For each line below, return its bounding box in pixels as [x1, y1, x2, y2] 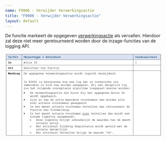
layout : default [5, 18, 39, 23]
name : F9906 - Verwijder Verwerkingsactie [5, 8, 94, 13]
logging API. [5, 43, 30, 49]
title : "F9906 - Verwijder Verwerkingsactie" [5, 13, 101, 18]
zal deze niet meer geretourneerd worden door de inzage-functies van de [5, 38, 156, 44]
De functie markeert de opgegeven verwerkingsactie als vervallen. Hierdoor [5, 33, 161, 39]
